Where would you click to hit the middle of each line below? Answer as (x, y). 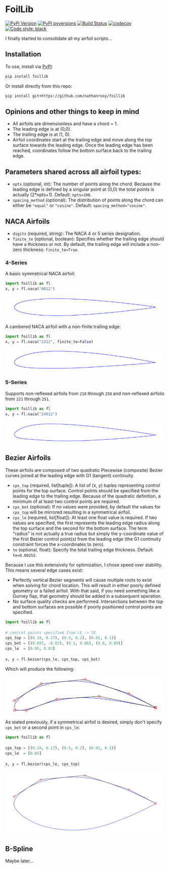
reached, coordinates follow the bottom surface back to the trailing (82, 150)
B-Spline (19, 849)
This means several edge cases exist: (44, 570)
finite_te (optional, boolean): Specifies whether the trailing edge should (88, 239)
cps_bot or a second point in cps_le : (42, 728)
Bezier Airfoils (28, 458)
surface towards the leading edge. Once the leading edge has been (82, 145)
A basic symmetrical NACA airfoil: (40, 274)
